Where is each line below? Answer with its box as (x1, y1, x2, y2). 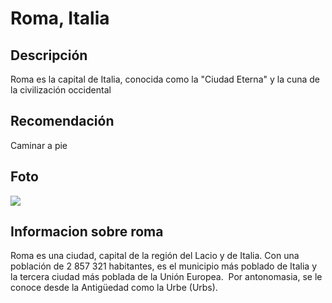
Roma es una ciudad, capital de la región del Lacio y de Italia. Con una (10, 250, 300, 262)
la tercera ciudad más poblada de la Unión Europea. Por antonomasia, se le (10, 271, 323, 283)
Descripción (10, 47, 88, 64)
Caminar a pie (10, 139, 68, 151)
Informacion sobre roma (10, 223, 164, 241)
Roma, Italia (10, 7, 110, 30)
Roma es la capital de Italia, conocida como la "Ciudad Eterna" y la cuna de (10, 73, 321, 85)
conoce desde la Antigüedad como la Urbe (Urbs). (10, 282, 218, 294)
